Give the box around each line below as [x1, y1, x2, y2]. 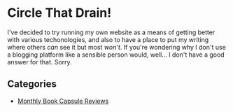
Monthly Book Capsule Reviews [17, 97, 109, 105]
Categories [7, 78, 57, 90]
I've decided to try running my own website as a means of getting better [7, 28, 216, 36]
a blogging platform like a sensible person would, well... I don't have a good [7, 50, 225, 59]
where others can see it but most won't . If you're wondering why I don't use [7, 43, 226, 51]
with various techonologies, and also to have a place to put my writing [7, 35, 209, 43]
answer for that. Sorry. [7, 57, 72, 66]
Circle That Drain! [7, 5, 112, 21]
